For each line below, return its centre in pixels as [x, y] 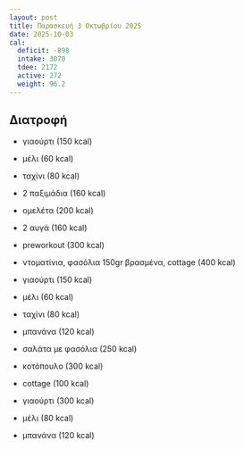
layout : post [34, 17]
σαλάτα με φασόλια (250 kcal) [79, 349]
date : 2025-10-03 [42, 34]
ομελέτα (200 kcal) [58, 211]
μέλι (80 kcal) [48, 418]
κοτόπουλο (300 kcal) [63, 366]
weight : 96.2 [42, 84]
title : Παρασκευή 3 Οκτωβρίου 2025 [76, 26]
